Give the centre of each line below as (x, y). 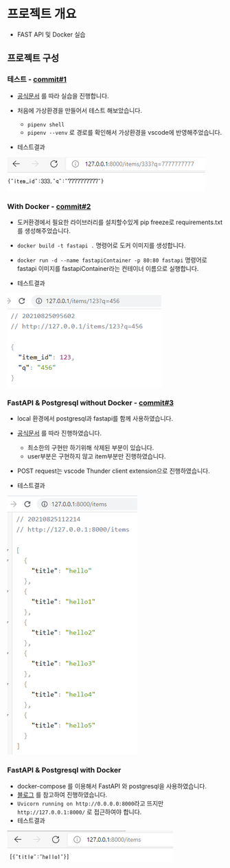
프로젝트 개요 (42, 14)
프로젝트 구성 (33, 58)
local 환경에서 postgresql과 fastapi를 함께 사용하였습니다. (95, 419)
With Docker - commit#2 (49, 206)
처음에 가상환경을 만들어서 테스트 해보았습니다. (80, 110)
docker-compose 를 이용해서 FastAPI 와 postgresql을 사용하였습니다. (112, 786)
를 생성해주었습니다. (44, 230)
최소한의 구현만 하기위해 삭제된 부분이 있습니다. (91, 448)
